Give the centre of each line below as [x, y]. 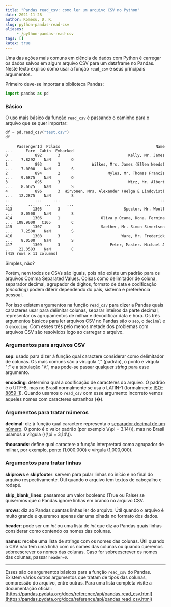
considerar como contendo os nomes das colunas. [59, 531]
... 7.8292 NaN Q [39, 160]
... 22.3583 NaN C [39, 249]
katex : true [18, 43]
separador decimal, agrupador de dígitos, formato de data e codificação [81, 284]
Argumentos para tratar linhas [43, 463]
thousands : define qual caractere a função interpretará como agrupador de [85, 445]
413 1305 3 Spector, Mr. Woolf [85, 209]
